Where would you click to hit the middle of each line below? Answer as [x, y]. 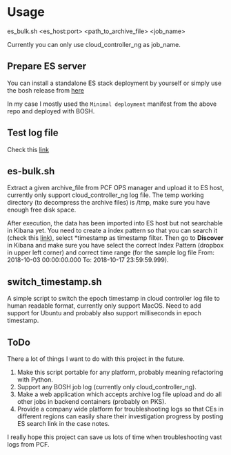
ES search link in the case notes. [63, 424]
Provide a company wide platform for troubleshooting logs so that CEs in [120, 409]
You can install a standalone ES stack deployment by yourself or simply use [114, 83]
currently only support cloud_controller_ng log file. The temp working [106, 195]
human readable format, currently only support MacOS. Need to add [104, 306]
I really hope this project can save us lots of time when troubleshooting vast [114, 437]
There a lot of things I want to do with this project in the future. [96, 359]
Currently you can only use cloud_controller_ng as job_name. [94, 44]
